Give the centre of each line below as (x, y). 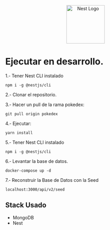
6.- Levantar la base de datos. (37, 161)
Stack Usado (26, 205)
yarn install (19, 133)
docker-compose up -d (28, 171)
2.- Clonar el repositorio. (31, 94)
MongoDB (23, 217)
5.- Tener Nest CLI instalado (35, 142)
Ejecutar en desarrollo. (54, 62)
